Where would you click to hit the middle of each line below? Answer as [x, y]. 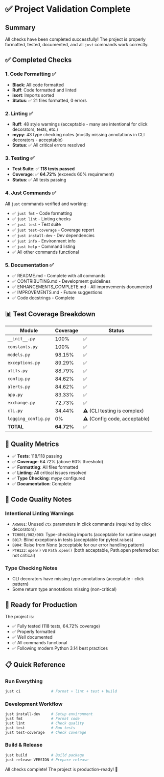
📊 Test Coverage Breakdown [50, 314]
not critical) [24, 555]
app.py [15, 395]
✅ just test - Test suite [36, 224]
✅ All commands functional [40, 643]
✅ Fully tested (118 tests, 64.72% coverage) [56, 626]
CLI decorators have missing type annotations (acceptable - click [78, 579]
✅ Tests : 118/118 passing [37, 456]
